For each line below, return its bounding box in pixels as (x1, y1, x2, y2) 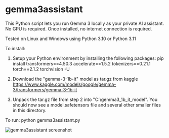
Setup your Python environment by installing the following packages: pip (12, 55, 164, 61)
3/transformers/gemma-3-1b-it (12, 86, 77, 92)
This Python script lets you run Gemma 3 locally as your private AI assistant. (5, 20, 164, 26)
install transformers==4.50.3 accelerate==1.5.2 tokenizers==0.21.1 (12, 60, 151, 66)
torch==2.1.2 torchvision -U (12, 66, 70, 72)
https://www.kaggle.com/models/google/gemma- (12, 81, 116, 87)
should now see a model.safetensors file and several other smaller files (12, 101, 161, 108)
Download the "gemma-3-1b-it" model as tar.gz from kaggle (12, 76, 138, 82)
